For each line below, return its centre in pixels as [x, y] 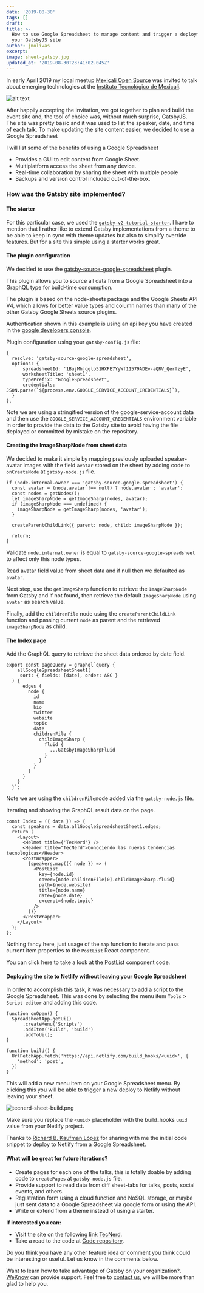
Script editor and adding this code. [52, 1003]
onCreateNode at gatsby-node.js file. [51, 472]
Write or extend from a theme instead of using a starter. [84, 1210]
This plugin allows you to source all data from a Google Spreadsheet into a [99, 280]
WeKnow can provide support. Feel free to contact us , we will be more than [100, 1277]
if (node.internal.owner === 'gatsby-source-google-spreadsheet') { [95, 483]
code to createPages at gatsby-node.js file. [69, 1178]
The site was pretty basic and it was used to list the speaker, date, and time [100, 123]
